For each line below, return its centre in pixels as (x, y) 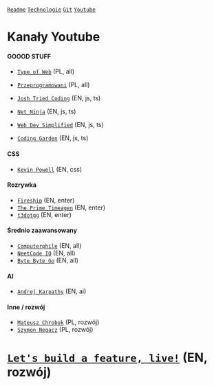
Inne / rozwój (26, 307)
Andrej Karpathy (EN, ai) (52, 291)
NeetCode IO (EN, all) (46, 253)
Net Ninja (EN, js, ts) (46, 111)
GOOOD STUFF (29, 56)
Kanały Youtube (54, 37)
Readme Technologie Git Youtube (52, 10)
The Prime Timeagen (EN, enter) (61, 207)
